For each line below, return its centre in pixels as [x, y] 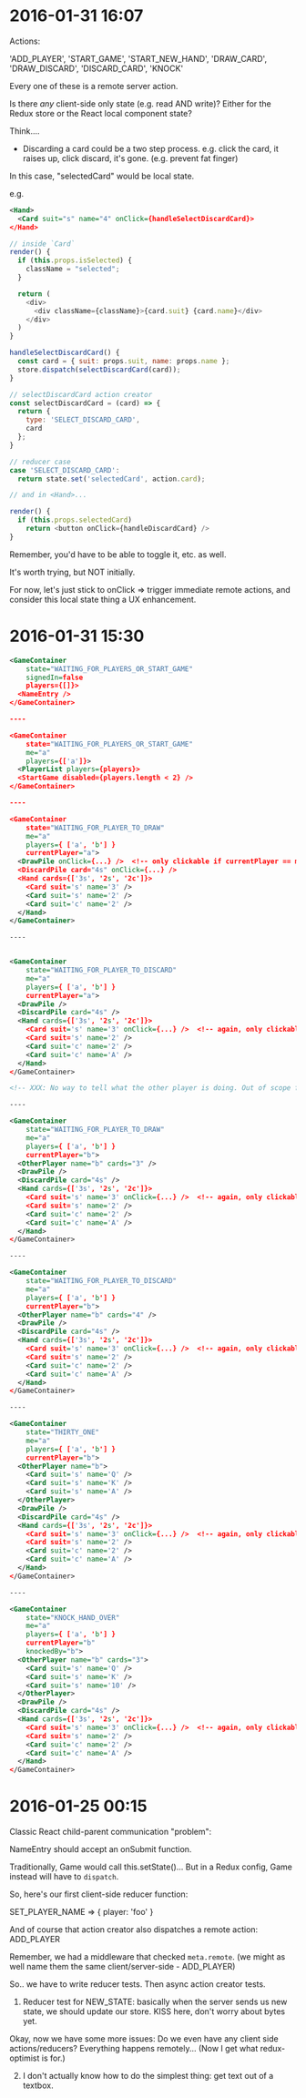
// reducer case [40, 462]
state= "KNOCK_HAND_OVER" [73, 1617]
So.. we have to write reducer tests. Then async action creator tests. [138, 1984]
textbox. [38, 2085]
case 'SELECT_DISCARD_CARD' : [65, 470]
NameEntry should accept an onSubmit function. [101, 1849]
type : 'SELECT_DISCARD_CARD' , [83, 420]
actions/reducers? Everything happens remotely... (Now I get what [134, 2049]
